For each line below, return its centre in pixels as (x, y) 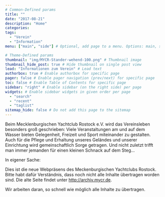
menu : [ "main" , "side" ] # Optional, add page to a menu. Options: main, (81, 46)
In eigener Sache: (23, 160)
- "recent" (21, 101)
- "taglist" (22, 106)
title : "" (15, 14)
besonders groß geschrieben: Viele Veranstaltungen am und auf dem (75, 129)
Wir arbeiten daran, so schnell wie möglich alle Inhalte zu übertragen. (75, 189)
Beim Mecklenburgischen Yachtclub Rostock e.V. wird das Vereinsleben (78, 124)
